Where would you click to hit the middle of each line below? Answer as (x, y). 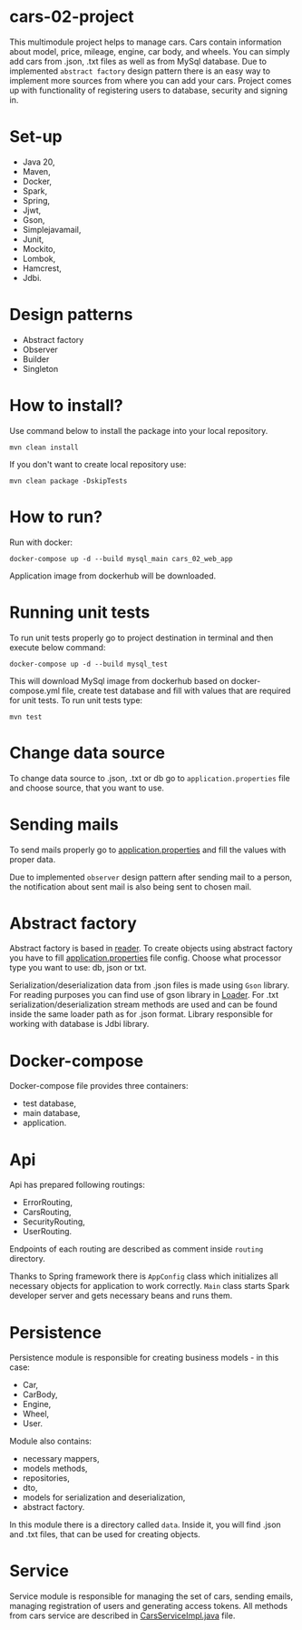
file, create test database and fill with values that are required (176, 690)
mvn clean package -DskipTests (68, 481)
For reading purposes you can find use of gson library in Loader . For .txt (144, 995)
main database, (51, 1113)
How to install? (67, 406)
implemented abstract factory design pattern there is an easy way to (140, 71)
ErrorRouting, (47, 1202)
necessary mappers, (61, 1459)
